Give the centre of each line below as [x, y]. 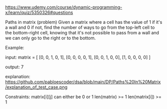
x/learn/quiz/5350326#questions [39, 12]
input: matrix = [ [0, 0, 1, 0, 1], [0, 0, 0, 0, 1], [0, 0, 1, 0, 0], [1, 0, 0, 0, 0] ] [78, 57]
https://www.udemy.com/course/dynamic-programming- [64, 7]
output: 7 [14, 67]
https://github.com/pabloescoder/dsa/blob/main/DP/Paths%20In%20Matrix [83, 82]
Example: [15, 48]
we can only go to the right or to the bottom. [51, 38]
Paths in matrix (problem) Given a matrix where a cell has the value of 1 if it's [84, 22]
